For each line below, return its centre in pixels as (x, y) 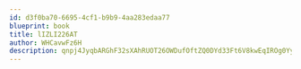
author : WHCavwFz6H (46, 43)
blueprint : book (39, 26)
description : (34, 51)
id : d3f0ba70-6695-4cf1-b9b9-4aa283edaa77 (90, 17)
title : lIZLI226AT (43, 34)
